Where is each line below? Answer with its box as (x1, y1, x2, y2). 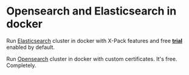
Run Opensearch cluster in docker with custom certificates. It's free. (6, 55, 177, 62)
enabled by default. (6, 44, 55, 51)
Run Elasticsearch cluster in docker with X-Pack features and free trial (6, 37, 183, 44)
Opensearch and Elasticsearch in (6, 4, 177, 18)
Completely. (6, 62, 36, 69)
